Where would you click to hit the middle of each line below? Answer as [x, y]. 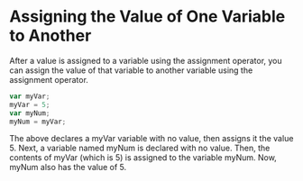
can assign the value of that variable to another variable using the [131, 70]
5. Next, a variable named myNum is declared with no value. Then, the [140, 148]
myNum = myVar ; [38, 122]
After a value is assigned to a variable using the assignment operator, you [146, 60]
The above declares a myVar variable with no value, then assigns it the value [151, 139]
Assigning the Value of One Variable [147, 17]
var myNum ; [30, 113]
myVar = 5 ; [30, 104]
